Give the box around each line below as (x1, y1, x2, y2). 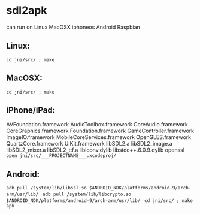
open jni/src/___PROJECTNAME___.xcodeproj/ (6, 153, 117, 159)
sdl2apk (6, 4, 47, 17)
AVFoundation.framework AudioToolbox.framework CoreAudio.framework (6, 121, 189, 128)
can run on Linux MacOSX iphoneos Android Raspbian (6, 23, 141, 31)
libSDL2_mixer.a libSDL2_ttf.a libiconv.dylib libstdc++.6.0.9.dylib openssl (6, 146, 184, 153)
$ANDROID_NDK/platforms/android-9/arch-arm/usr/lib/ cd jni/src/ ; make (6, 198, 193, 204)
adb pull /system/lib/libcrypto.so (43, 191, 132, 198)
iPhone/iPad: (6, 105, 56, 115)
